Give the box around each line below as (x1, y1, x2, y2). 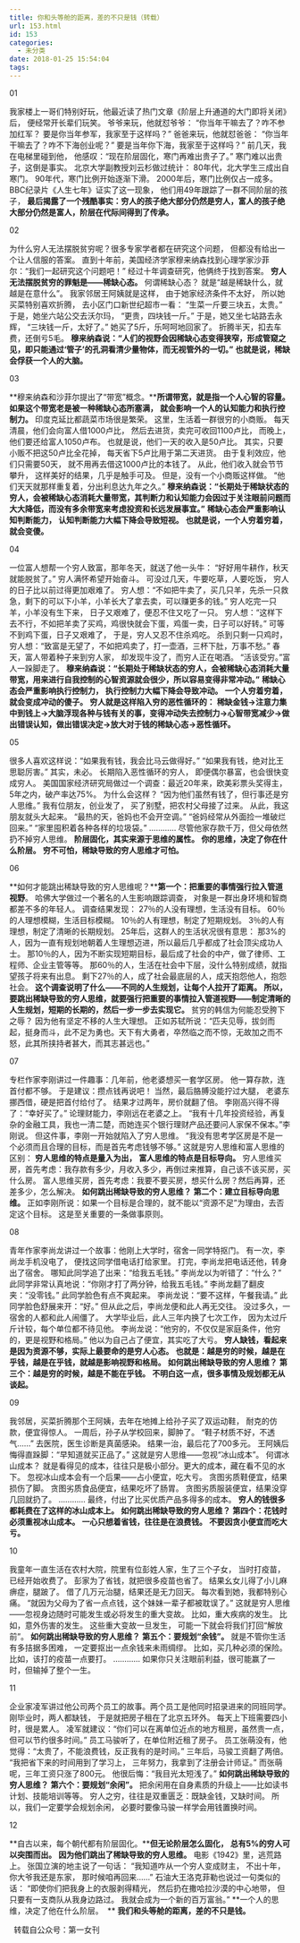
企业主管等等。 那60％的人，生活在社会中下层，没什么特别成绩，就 (32, 959, 279, 970)
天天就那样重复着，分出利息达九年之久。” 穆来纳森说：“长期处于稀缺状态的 (16, 481, 289, 492)
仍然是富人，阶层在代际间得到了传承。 (32, 207, 174, 218)
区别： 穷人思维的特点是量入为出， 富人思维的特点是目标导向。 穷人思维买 (9, 1152, 282, 1163)
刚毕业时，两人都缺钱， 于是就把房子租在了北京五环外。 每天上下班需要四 (9, 1712, 279, 1723)
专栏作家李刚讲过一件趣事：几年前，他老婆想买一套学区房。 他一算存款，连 (9, 1074, 286, 1084)
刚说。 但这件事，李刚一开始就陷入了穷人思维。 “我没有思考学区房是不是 (9, 1130, 276, 1141)
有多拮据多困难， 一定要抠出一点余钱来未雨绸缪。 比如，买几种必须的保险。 (9, 1642, 287, 1653)
